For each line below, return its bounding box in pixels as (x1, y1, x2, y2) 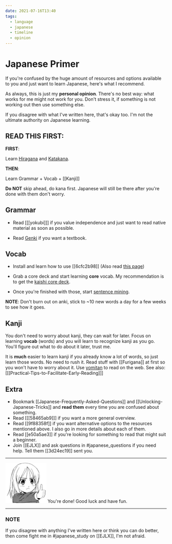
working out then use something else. (5, 101, 85, 107)
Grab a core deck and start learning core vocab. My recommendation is (12, 273, 164, 280)
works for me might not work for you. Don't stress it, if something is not (5, 96, 156, 102)
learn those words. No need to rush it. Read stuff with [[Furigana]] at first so (5, 359, 165, 365)
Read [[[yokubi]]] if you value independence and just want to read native (12, 219, 166, 226)
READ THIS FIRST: (5, 132, 64, 141)
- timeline (10, 30, 33, 35)
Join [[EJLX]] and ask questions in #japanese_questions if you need (12, 442, 156, 448)
